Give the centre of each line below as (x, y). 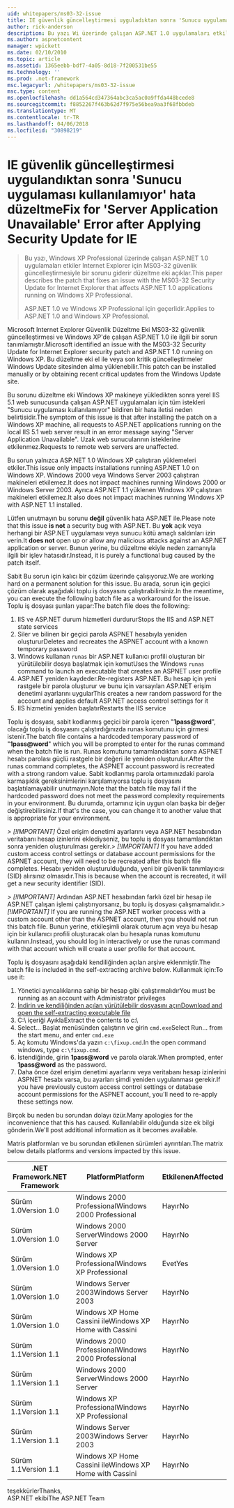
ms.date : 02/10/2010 (37, 53)
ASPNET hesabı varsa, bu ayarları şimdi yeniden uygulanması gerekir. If (119, 1080)
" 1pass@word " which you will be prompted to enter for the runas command (116, 744)
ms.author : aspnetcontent (45, 40)
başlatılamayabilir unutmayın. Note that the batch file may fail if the (102, 789)
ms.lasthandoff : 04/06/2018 (48, 124)
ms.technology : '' (34, 72)
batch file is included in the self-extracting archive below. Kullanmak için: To (115, 970)
